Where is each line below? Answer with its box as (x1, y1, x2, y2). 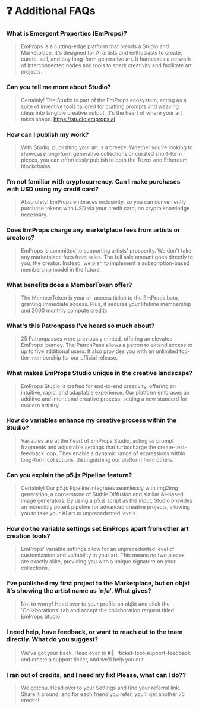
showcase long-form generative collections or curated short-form (20, 150, 182, 157)
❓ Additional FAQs (6, 4, 96, 18)
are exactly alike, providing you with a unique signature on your (20, 558, 176, 565)
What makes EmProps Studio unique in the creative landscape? (6, 369, 193, 377)
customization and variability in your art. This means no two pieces (20, 552, 185, 559)
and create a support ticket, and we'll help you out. (20, 656, 146, 663)
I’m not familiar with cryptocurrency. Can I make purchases (6, 178, 181, 185)
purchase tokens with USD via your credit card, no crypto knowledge (20, 205, 190, 212)
